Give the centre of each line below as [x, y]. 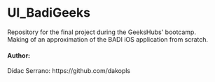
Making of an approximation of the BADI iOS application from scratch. [108, 39]
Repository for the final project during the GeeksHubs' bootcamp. [102, 32]
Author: [19, 55]
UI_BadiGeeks [49, 13]
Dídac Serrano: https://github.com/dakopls [69, 71]
